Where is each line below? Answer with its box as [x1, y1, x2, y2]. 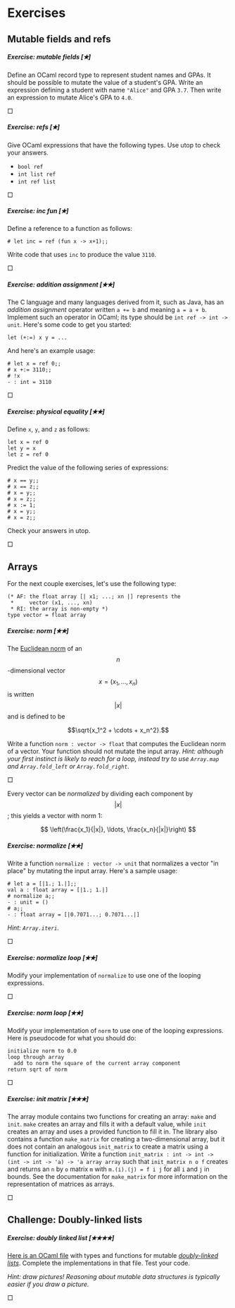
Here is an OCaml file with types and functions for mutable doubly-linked [7, 1252, 219, 1260]
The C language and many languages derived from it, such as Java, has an [7, 298, 224, 306]
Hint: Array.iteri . [7, 923, 60, 932]
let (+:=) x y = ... [7, 334, 68, 342]
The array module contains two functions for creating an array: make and [7, 1112, 217, 1120]
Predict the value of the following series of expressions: [7, 464, 169, 472]
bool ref [17, 163, 44, 170]
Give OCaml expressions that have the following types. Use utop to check [7, 140, 221, 149]
